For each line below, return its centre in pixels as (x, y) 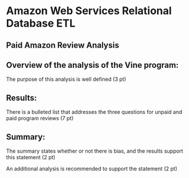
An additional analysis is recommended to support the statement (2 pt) (92, 169)
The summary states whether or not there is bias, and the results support (95, 151)
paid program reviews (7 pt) (40, 118)
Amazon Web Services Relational (89, 11)
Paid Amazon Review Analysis (63, 45)
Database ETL (41, 23)
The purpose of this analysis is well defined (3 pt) (66, 79)
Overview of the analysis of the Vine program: (92, 65)
